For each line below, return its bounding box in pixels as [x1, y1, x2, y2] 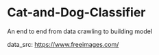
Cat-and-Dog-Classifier [7, 5, 146, 20]
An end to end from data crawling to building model [7, 27, 153, 35]
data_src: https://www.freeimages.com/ [7, 40, 119, 48]
